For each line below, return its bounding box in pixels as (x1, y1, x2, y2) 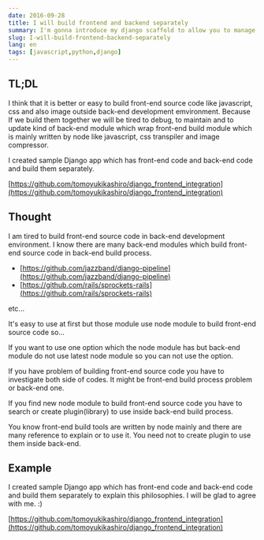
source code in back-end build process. (22, 248, 152, 257)
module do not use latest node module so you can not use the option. (8, 351, 234, 360)
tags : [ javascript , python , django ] (8, 48, 122, 56)
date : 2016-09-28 (8, 11, 65, 20)
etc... (8, 304, 25, 313)
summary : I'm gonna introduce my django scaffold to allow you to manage (8, 26, 256, 34)
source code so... (8, 327, 65, 337)
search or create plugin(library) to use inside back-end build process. (8, 407, 234, 416)
